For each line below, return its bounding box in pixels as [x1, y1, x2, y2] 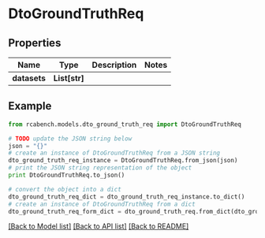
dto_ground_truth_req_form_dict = [8, 207, 122, 215]
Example [8, 99, 52, 113]
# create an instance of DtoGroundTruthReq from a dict [8, 200, 196, 208]
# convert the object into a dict [8, 185, 122, 193]
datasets [12, 73, 46, 84]
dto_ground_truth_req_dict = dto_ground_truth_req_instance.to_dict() [8, 192, 245, 201]
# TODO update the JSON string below [8, 135, 132, 143]
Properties [8, 36, 62, 50]
